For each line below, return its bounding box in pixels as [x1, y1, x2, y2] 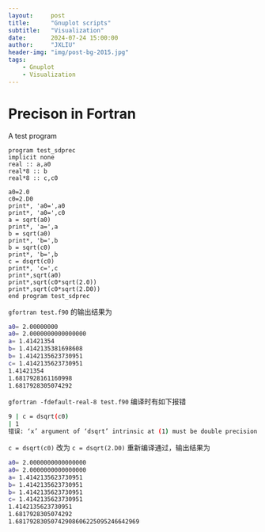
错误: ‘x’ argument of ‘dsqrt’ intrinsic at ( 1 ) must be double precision [8, 427, 258, 436]
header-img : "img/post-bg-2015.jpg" [8, 48, 129, 56]
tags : [8, 56, 26, 64]
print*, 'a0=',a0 [8, 201, 66, 210]
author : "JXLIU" [8, 41, 77, 49]
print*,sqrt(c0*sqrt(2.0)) [8, 278, 97, 286]
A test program [8, 131, 58, 140]
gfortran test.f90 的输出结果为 [8, 307, 112, 316]
